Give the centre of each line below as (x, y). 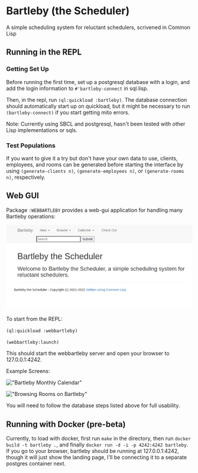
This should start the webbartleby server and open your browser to (88, 353)
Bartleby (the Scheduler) (68, 11)
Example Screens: (28, 371)
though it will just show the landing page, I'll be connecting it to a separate (97, 458)
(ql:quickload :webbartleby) (42, 331)
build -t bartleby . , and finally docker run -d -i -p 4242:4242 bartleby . (97, 445)
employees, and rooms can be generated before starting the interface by (95, 165)
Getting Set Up (27, 69)
